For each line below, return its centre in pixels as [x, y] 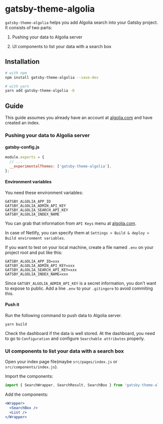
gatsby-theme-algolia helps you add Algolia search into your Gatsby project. [81, 22]
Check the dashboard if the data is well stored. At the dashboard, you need [80, 334]
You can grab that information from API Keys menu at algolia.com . [71, 223]
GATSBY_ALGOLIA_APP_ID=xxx [32, 261]
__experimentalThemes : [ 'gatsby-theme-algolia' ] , [60, 166]
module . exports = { [25, 157]
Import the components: [29, 376]
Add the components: [27, 394]
